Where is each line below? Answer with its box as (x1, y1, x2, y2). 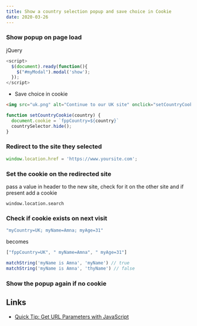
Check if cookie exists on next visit (6, 214, 107, 222)
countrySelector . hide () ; (11, 123, 72, 129)
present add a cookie (6, 189, 57, 196)
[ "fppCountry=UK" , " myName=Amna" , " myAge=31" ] (6, 250, 127, 256)
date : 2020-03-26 (6, 14, 49, 20)
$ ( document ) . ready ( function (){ (11, 63, 88, 69)
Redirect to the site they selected (6, 142, 103, 151)
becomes (6, 238, 29, 245)
